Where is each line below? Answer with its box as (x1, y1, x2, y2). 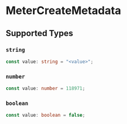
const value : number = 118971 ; (5, 86, 85, 92)
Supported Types (5, 28, 74, 38)
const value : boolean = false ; (5, 112, 85, 119)
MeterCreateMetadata (5, 4, 122, 18)
